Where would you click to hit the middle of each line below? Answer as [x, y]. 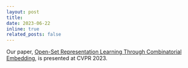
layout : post [23, 12]
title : [15, 18]
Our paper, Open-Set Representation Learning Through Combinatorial [94, 52]
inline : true [23, 29]
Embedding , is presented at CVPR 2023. [57, 58]
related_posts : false [34, 35]
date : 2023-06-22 [28, 23]
